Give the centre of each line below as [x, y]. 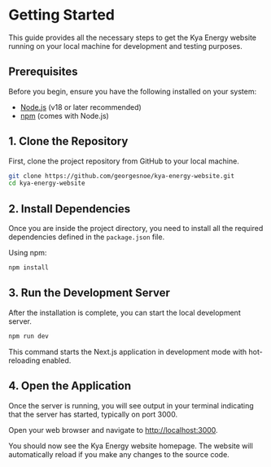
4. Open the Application [70, 386]
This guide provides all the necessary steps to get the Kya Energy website [133, 37]
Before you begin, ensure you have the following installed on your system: [133, 91]
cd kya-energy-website [47, 183]
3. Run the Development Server [90, 293]
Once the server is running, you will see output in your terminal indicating [131, 405]
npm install [28, 268]
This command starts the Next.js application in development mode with [128, 351]
